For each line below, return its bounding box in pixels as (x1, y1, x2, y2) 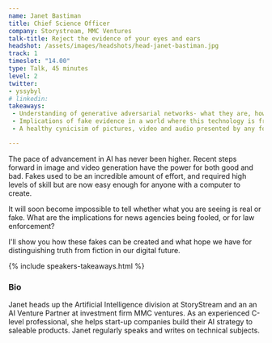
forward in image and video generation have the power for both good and (8, 163, 253, 172)
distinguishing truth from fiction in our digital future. (8, 245, 181, 255)
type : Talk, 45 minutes (8, 65, 89, 73)
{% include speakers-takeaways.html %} (8, 260, 146, 271)
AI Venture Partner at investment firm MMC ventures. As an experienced (8, 308, 250, 318)
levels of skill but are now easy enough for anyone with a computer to (8, 180, 241, 189)
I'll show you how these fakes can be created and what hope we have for (8, 236, 253, 247)
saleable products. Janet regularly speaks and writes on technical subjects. (8, 325, 261, 336)
